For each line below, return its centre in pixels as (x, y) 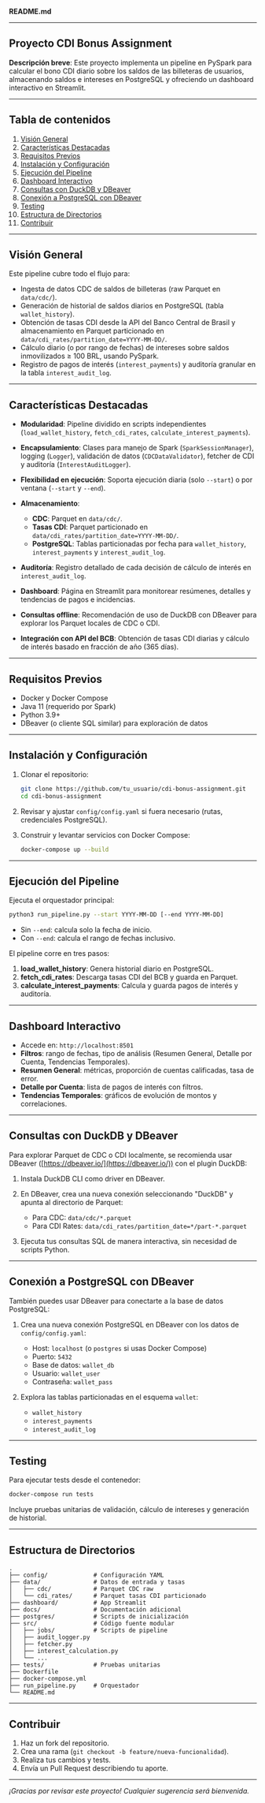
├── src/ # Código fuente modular (92, 1624)
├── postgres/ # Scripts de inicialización (99, 1617)
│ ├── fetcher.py (41, 1644)
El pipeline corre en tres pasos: (59, 954)
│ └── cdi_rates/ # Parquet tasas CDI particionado (108, 1596)
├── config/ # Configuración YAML (86, 1575)
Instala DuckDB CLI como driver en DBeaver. (93, 1178)
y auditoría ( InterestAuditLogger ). (75, 465)
